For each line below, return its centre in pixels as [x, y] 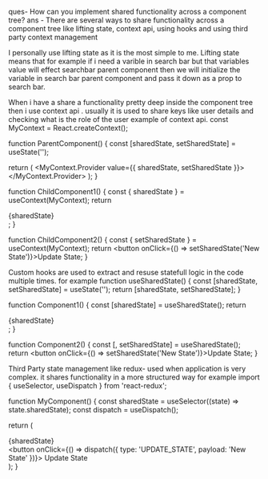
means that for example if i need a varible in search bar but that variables [129, 61]
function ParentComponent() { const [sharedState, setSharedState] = [122, 143]
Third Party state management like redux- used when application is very [127, 369]
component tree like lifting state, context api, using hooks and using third [128, 28]
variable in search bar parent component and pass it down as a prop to [125, 78]
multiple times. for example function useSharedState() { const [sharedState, [133, 281]
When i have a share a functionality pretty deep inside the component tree [131, 102]
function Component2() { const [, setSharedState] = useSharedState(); [125, 345]
